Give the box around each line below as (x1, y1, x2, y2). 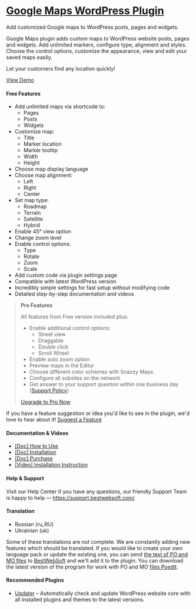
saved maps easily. (6, 53, 53, 61)
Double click (38, 343, 69, 350)
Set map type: (14, 197, 49, 204)
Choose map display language (14, 166, 88, 173)
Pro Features (20, 302, 53, 309)
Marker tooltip (23, 147, 58, 154)
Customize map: (14, 128, 55, 135)
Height (23, 159, 40, 166)
